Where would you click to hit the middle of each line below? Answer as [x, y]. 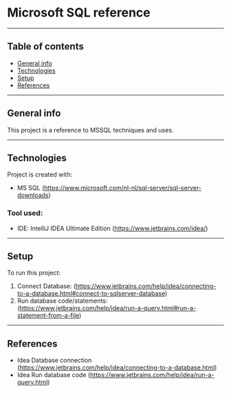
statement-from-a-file [48, 316]
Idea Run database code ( [54, 375]
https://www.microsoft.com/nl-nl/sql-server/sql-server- [123, 188]
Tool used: [25, 213]
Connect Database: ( [46, 286]
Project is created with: [40, 174]
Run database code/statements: [62, 301]
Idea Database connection [54, 361]
